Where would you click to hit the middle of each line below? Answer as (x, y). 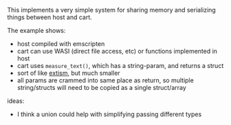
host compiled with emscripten (61, 44)
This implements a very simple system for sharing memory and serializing (112, 10)
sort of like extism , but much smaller (68, 73)
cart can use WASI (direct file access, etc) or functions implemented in (117, 51)
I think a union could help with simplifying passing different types (109, 114)
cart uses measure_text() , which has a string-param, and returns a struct (120, 66)
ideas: (16, 101)
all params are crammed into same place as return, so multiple (105, 80)
